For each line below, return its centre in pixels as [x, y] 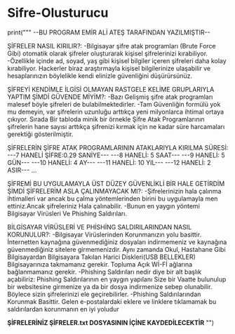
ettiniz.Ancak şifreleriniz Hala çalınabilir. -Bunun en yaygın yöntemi [103, 206]
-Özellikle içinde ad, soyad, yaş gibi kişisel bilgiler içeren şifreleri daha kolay [117, 60]
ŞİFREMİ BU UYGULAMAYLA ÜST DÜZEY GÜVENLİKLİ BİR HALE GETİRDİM [116, 183]
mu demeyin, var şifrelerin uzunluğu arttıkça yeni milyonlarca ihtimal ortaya [116, 112]
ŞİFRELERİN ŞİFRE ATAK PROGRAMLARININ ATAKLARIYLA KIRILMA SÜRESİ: [118, 147]
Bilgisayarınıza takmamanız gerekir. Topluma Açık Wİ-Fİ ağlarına [100, 264]
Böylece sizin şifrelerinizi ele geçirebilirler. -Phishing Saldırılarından [104, 294]
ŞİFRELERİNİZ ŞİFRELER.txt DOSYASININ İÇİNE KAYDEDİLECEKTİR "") [111, 322]
